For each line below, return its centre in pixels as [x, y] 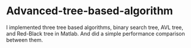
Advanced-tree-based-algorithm [90, 11]
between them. [25, 40]
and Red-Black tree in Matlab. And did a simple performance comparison [96, 33]
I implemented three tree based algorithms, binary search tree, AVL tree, [95, 27]
